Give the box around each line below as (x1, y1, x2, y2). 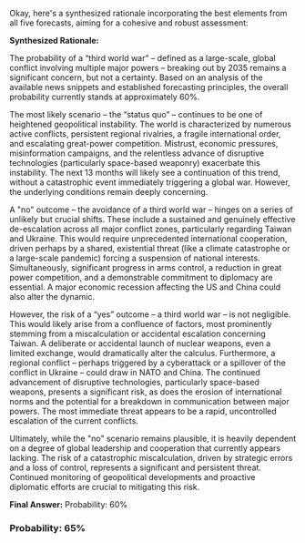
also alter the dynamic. (9, 292, 96, 302)
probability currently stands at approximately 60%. (9, 91, 200, 102)
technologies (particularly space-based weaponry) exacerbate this (9, 158, 261, 168)
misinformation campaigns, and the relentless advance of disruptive (9, 148, 265, 159)
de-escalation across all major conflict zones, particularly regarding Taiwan (9, 223, 292, 234)
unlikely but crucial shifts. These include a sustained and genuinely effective (9, 214, 296, 224)
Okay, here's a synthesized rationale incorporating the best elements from (9, 8, 288, 18)
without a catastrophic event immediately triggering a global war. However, (9, 177, 290, 188)
